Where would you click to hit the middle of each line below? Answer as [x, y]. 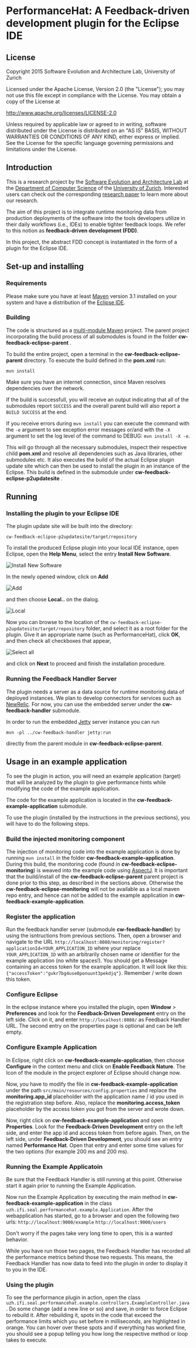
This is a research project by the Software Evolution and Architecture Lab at [97, 182]
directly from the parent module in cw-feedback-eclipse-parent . [85, 743]
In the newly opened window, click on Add [57, 577]
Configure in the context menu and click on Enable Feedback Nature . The [96, 1066]
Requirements [27, 283]
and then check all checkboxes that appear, [59, 641]
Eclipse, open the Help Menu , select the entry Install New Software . [89, 554]
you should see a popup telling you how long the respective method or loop [97, 1334]
